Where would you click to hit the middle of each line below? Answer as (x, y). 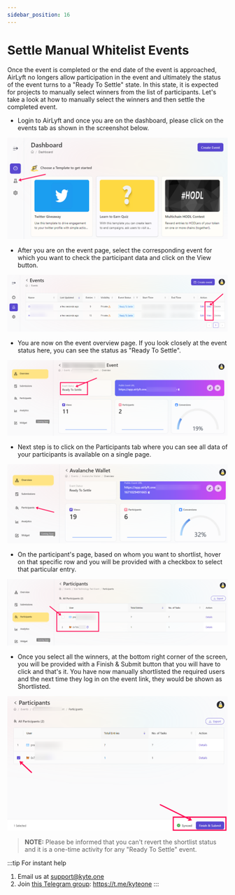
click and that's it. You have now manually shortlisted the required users (121, 672)
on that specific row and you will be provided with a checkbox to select (120, 561)
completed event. (33, 107)
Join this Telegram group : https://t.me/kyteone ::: (88, 884)
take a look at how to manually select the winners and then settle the (106, 99)
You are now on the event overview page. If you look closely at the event (122, 343)
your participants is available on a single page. (84, 454)
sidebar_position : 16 (39, 15)
